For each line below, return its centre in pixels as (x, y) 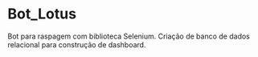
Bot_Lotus (42, 14)
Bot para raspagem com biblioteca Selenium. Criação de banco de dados (129, 36)
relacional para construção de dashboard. (77, 44)
